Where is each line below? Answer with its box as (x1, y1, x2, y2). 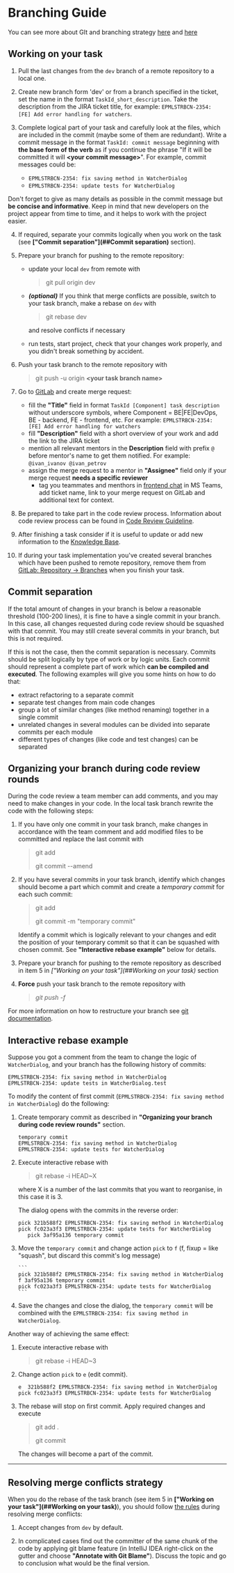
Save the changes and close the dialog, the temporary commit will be (17, 1301, 214, 1310)
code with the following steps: (8, 806, 94, 815)
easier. (8, 217, 27, 225)
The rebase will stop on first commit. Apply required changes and (17, 1402, 206, 1411)
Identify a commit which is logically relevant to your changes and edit (17, 931, 217, 939)
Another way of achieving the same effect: (8, 1330, 130, 1338)
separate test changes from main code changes (17, 698, 156, 706)
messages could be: (17, 160, 76, 169)
